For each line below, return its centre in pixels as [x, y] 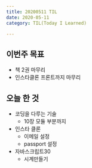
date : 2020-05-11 [28, 17]
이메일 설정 [36, 136]
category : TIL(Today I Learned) [46, 23]
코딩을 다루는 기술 [36, 114]
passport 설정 [40, 144]
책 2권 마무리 [30, 70]
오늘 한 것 [23, 98]
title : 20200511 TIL [32, 12]
